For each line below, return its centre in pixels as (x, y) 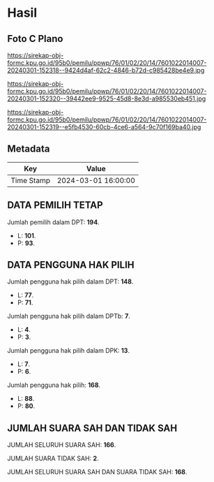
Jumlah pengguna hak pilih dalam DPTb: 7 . (69, 316)
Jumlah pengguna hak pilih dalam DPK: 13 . (69, 351)
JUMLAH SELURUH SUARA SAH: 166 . (62, 445)
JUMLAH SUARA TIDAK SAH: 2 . (53, 458)
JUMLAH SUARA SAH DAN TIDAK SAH (92, 428)
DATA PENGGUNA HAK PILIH (71, 265)
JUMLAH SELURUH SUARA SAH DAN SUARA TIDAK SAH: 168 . (97, 472)
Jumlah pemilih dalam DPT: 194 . (53, 222)
